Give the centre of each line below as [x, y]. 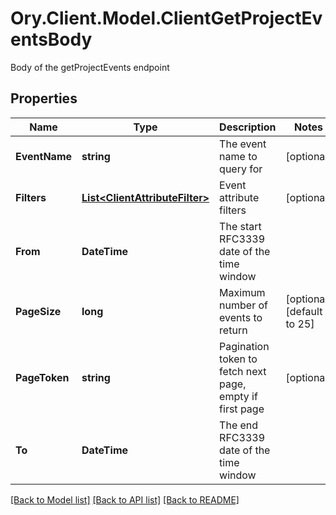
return [233, 330]
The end [239, 425]
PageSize [38, 311]
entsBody [51, 39]
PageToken [42, 377]
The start [240, 226]
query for [241, 169]
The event [243, 144]
